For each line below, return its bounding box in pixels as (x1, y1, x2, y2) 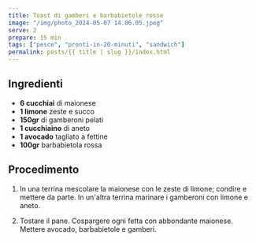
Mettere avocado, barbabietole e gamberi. (19, 224, 157, 233)
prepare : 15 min (8, 33, 61, 42)
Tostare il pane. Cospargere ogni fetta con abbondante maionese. (19, 216, 234, 225)
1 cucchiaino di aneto (19, 123, 91, 132)
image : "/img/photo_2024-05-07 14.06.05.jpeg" (8, 19, 164, 27)
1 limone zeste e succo (19, 106, 95, 116)
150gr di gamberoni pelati (19, 115, 104, 125)
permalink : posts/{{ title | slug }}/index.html (8, 48, 171, 56)
